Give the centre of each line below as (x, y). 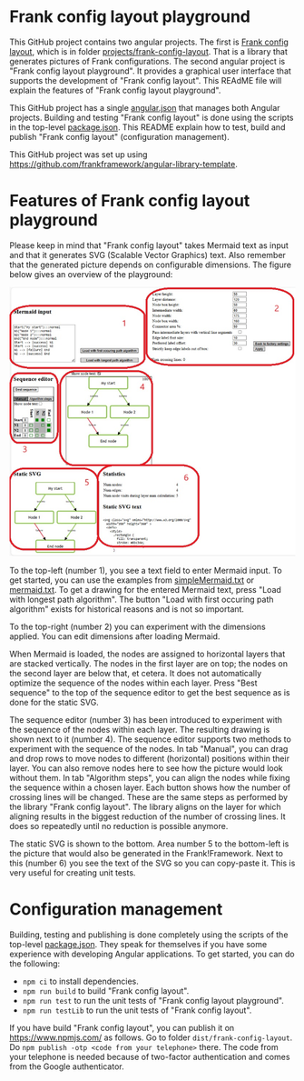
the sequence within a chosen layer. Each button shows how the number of (150, 787)
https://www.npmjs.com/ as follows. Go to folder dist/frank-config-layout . (151, 1037)
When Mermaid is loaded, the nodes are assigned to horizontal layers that (147, 654)
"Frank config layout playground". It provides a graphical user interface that (151, 71)
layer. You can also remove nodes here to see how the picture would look (146, 768)
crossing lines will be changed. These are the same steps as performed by (149, 796)
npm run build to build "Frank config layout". (106, 991)
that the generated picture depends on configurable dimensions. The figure (151, 265)
